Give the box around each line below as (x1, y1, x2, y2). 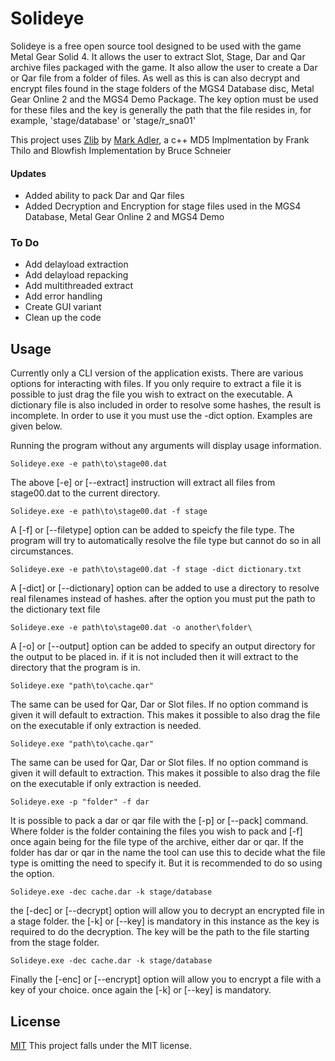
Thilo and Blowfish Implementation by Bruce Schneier (10, 144, 232, 156)
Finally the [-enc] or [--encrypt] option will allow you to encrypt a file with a (10, 973, 322, 986)
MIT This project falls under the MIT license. (10, 1040, 193, 1052)
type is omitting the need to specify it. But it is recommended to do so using (10, 857, 323, 869)
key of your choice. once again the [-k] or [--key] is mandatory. (10, 984, 272, 996)
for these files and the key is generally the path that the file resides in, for (10, 103, 312, 116)
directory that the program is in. (10, 662, 141, 674)
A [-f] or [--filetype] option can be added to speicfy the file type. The (10, 524, 295, 536)
